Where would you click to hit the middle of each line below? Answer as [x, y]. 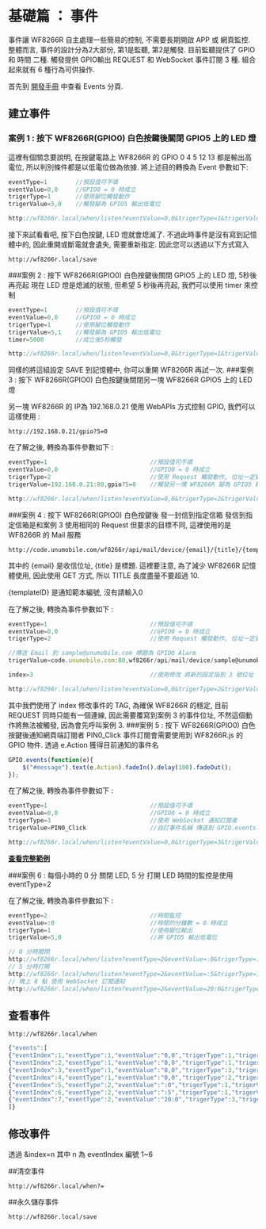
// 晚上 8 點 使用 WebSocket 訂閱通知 [66, 981]
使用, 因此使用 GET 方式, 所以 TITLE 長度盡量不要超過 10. [107, 575]
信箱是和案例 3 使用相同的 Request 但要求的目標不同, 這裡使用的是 [123, 525]
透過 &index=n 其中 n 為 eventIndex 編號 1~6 [80, 1154]
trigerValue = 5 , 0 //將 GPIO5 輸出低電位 [113, 938]
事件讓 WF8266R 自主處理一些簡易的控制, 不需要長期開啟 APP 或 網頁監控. [129, 40]
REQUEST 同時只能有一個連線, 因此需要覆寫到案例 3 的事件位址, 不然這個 [127, 715]
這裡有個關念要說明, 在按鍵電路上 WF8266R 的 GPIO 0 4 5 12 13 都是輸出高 [130, 157]
